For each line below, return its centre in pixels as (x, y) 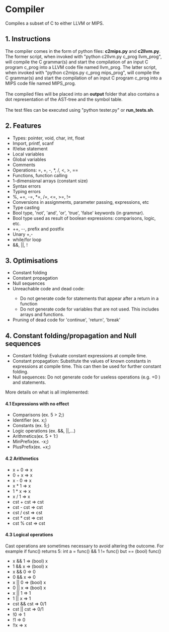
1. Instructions (28, 39)
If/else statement (30, 148)
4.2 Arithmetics (22, 458)
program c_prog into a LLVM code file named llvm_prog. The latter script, (81, 67)
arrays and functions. (42, 314)
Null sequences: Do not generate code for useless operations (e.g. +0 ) (86, 377)
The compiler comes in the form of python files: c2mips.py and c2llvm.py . (83, 51)
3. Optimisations (32, 260)
